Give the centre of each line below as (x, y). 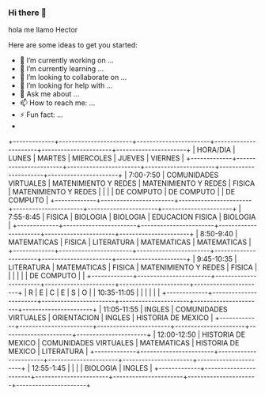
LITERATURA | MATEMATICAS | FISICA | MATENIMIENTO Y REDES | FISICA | (133, 267)
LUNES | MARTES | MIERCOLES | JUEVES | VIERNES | (96, 158)
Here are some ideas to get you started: (73, 45)
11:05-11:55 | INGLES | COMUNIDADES (165, 309)
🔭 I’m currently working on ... (66, 60)
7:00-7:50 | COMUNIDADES (174, 175)
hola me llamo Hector (43, 30)
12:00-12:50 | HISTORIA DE (201, 334)
